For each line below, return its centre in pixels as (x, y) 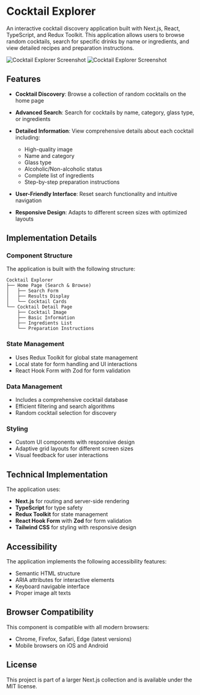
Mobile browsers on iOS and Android (61, 645)
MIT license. (22, 686)
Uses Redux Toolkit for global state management (76, 357)
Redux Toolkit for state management (61, 514)
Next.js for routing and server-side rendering (72, 501)
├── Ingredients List (45, 323)
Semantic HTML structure (48, 573)
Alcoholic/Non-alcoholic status (63, 169)
